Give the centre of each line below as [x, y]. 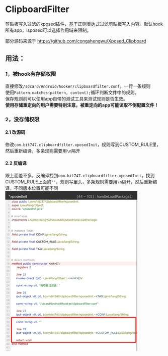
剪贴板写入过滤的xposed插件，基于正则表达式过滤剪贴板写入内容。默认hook [84, 24]
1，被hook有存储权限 [31, 74]
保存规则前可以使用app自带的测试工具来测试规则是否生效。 [67, 98]
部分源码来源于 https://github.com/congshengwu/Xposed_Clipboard [76, 41]
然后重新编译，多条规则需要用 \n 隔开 [43, 150]
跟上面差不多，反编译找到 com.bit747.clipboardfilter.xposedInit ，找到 [80, 175]
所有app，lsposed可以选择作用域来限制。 [48, 30]
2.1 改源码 [15, 132]
